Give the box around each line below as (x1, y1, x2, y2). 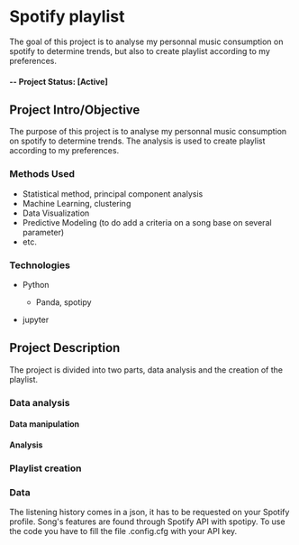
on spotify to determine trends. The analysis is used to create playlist (9, 135, 266, 146)
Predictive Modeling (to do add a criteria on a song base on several (22, 217, 272, 227)
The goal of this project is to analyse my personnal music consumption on (9, 36, 284, 47)
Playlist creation (9, 462, 82, 475)
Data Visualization (22, 208, 90, 218)
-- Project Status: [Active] (9, 76, 108, 87)
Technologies (9, 259, 70, 272)
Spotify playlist (9, 6, 125, 27)
